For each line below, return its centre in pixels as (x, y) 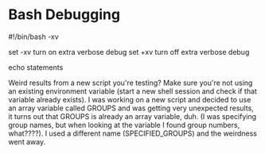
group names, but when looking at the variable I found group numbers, (124, 125)
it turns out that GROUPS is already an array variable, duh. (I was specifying (132, 116)
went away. (27, 141)
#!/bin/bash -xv (34, 37)
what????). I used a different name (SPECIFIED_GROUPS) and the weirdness (132, 133)
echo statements (36, 67)
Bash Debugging (64, 15)
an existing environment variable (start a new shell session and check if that (132, 91)
